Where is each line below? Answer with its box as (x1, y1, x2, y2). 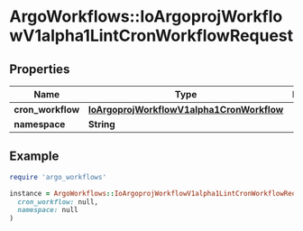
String (88, 118, 115, 130)
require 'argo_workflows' (9, 172, 106, 181)
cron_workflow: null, (17, 197, 99, 207)
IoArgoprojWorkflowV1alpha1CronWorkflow (88, 104, 284, 115)
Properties (9, 61, 70, 77)
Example (9, 149, 60, 164)
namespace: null (17, 206, 78, 215)
